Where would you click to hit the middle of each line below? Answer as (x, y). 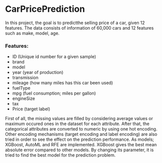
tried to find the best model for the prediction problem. (60, 155)
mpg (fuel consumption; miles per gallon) (54, 93)
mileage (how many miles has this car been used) (63, 83)
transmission (25, 78)
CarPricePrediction (45, 9)
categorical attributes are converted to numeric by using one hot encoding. (81, 129)
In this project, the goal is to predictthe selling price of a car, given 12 (75, 23)
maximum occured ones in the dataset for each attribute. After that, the (77, 124)
